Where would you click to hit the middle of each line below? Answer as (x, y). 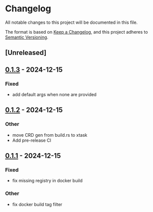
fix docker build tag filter (37, 204)
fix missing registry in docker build (47, 181)
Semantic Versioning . (27, 37)
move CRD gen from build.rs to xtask (50, 135)
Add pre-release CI (32, 140)
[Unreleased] (26, 53)
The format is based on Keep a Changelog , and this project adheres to (76, 32)
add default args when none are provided (54, 95)
